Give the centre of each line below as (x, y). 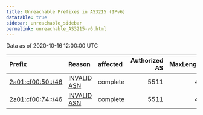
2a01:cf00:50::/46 (36, 82)
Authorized (147, 61)
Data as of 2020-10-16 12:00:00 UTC (52, 46)
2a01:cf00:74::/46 (36, 99)
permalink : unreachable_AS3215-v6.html (56, 29)
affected (110, 64)
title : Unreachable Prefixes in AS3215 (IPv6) (66, 12)
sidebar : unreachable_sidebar (44, 23)
